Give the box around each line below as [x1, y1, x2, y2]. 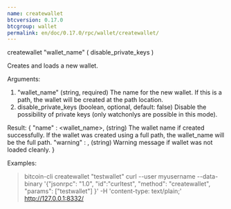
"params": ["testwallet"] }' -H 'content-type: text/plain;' [24, 187, 182, 195]
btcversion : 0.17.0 [7, 17, 64, 23]
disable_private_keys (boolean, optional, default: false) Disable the [17, 103, 207, 111]
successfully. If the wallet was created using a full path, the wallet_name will [7, 131, 225, 139]
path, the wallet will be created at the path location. [17, 96, 164, 104]
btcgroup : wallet [7, 23, 57, 30]
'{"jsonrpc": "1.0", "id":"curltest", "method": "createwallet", [44, 180, 211, 188]
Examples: [7, 159, 37, 168]
